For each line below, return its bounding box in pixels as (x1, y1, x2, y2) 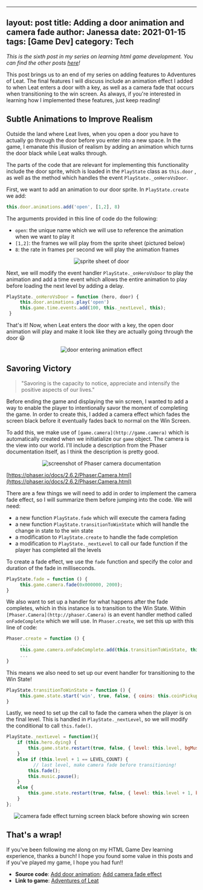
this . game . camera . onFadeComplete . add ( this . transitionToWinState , (19, 647, 188, 653)
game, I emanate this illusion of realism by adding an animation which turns (6, 143, 193, 150)
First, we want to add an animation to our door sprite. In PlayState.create (6, 186, 189, 193)
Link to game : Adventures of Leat (14, 877, 99, 884)
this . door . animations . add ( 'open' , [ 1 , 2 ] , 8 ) (6, 204, 120, 210)
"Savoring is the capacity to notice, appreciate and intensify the (21, 379, 180, 387)
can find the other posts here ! (6, 59, 80, 67)
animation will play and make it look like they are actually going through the (6, 328, 193, 335)
